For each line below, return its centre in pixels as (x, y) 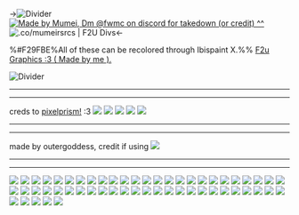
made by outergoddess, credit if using (79, 146)
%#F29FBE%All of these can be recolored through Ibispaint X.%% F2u (139, 50)
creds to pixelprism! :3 (50, 111)
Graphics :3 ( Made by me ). (61, 59)
